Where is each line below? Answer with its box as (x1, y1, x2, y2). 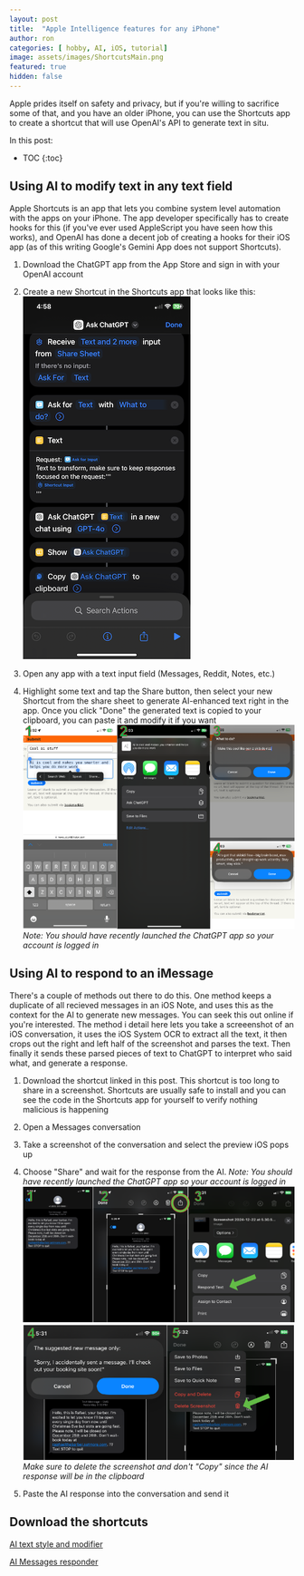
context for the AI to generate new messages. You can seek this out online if (9, 1009, 294, 1020)
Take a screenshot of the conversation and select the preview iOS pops (22, 1139, 290, 1150)
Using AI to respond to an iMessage (9, 966, 214, 981)
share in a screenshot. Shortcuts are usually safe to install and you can (22, 1085, 287, 1095)
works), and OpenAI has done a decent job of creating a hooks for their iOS (9, 231, 290, 242)
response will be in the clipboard (22, 1470, 145, 1482)
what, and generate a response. (9, 1057, 128, 1068)
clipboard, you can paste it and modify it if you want (22, 715, 217, 725)
